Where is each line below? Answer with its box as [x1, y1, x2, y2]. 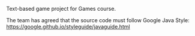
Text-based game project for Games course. [6, 5, 116, 12]
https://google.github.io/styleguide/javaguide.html [6, 23, 130, 30]
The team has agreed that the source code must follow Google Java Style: [6, 17, 190, 23]
